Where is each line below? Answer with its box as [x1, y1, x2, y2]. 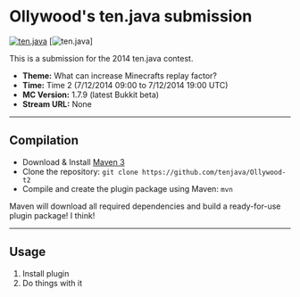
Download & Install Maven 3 [21, 156, 125, 167]
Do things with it [21, 277, 83, 288]
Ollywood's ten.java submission [9, 6, 253, 27]
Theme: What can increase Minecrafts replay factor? [21, 70, 217, 81]
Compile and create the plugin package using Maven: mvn [21, 183, 234, 194]
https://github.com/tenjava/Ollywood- [141, 168, 287, 177]
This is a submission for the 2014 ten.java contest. [9, 53, 194, 63]
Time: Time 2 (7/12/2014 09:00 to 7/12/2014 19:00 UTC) [21, 79, 229, 90]
